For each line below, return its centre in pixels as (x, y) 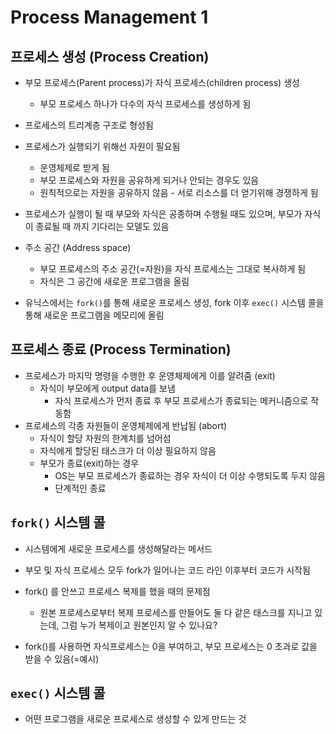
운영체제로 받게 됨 (74, 167)
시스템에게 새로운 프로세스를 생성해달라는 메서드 (118, 548)
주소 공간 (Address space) (78, 247)
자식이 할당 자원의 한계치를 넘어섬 (105, 438)
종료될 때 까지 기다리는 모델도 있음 (102, 226)
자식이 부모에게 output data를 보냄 (107, 388)
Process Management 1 (109, 17)
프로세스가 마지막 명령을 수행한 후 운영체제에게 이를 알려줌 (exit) (150, 375)
